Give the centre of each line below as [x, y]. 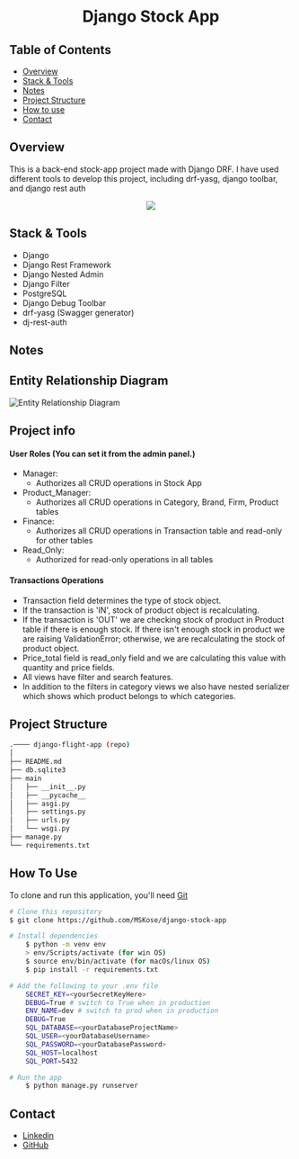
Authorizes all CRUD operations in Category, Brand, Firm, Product [157, 502]
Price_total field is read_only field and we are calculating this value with [154, 658]
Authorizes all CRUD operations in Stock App [119, 483]
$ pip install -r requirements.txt [92, 969]
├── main [26, 778]
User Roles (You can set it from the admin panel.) [102, 454]
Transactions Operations [57, 580]
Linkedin [38, 1136]
